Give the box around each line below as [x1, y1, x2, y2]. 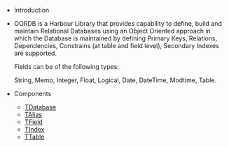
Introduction [13, 6, 50, 14]
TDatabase [24, 103, 57, 111]
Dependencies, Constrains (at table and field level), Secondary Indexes [13, 42, 219, 49]
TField [24, 118, 43, 126]
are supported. [13, 49, 57, 57]
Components [13, 90, 52, 98]
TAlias [24, 111, 43, 118]
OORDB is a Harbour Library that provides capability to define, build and [13, 20, 223, 27]
